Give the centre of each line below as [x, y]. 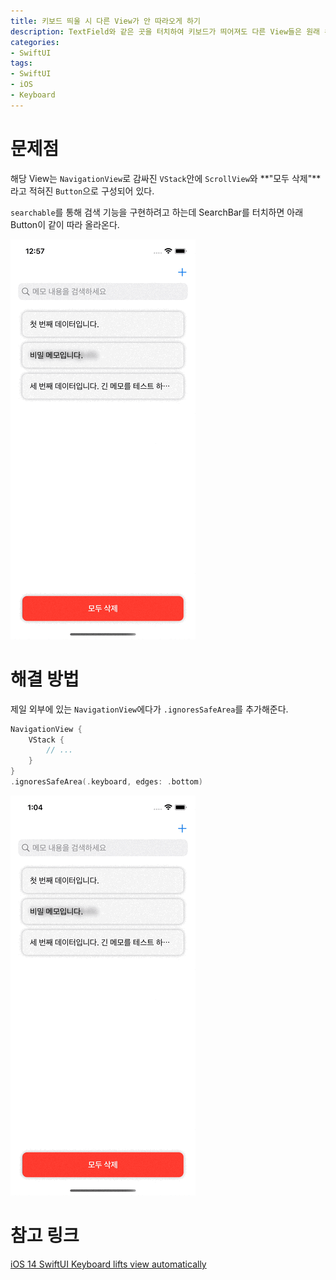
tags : [21, 63]
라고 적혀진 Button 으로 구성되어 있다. [82, 191]
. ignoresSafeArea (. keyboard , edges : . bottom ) [106, 782]
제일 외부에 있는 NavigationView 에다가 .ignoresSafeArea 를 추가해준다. [149, 709]
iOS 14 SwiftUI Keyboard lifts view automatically [108, 1264]
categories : [35, 42]
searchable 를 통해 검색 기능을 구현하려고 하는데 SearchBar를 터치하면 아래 [157, 212]
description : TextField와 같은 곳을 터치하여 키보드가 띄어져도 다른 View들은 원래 [165, 31]
